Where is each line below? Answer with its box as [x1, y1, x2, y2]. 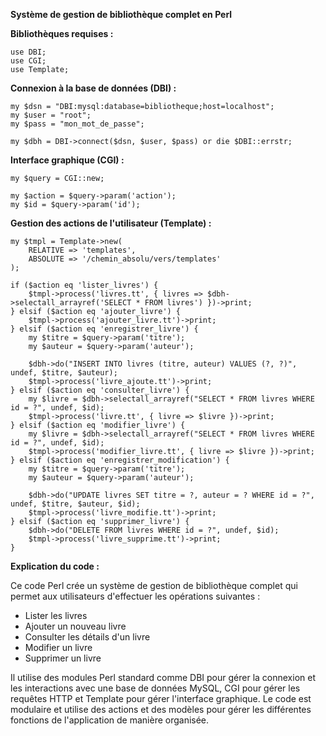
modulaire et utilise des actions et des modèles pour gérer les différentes [10, 704, 312, 715]
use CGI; [10, 56, 47, 66]
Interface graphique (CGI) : [10, 154, 125, 166]
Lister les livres [24, 610, 88, 621]
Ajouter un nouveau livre [24, 620, 127, 632]
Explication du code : [10, 560, 100, 572]
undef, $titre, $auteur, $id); [10, 499, 141, 509]
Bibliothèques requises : [10, 28, 114, 39]
